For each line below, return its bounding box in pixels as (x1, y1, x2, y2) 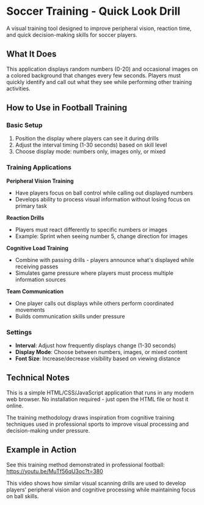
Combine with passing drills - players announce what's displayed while (15, 256, 194, 263)
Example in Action (6, 445, 77, 455)
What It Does (6, 49, 57, 60)
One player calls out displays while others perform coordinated (15, 299, 174, 307)
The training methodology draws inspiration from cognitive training (6, 414, 175, 421)
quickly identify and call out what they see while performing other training (6, 78, 192, 85)
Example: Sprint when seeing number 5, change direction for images (15, 232, 188, 240)
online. (6, 402, 23, 409)
